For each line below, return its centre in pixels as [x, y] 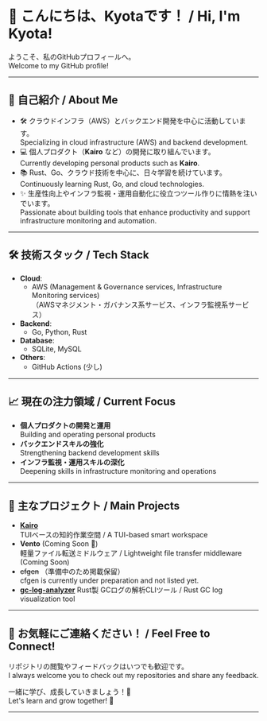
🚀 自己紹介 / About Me [63, 100]
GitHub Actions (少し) [67, 366]
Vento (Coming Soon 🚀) [59, 544]
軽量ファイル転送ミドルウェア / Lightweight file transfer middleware [131, 553]
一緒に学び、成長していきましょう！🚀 [70, 692]
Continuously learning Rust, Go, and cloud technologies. [112, 184]
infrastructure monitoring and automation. [88, 220]
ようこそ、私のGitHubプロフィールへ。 [72, 56]
